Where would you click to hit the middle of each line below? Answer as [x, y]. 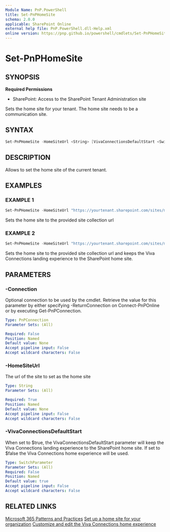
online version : [22, 33]
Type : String [19, 386]
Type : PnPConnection [27, 320]
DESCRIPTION [28, 158]
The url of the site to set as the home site [48, 377]
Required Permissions [29, 89]
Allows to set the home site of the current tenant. [56, 169]
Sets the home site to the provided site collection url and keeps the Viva [80, 253]
